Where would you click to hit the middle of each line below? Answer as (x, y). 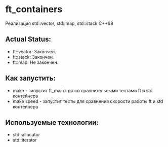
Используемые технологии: (52, 122)
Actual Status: (28, 39)
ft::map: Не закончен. (35, 62)
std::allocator (26, 135)
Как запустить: (30, 78)
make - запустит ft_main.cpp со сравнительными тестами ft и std (82, 90)
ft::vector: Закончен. (34, 51)
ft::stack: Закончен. (33, 57)
